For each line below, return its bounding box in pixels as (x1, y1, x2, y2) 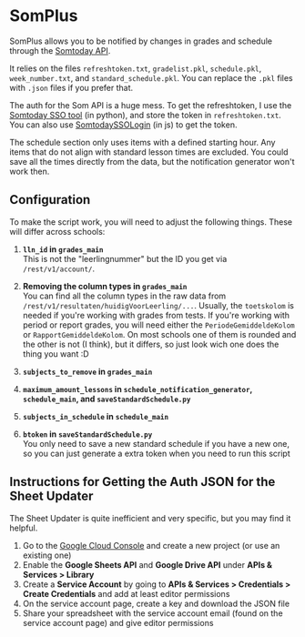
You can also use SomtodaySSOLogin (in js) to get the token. (9, 119, 238, 130)
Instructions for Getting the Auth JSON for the (9, 474, 276, 490)
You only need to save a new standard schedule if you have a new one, (22, 438, 290, 449)
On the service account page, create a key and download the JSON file (22, 598, 290, 609)
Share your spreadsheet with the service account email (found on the (22, 607, 284, 619)
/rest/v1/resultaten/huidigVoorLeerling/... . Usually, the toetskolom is (22, 299, 294, 310)
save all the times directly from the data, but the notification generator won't (9, 156, 295, 167)
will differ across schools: (9, 226, 106, 237)
